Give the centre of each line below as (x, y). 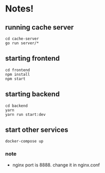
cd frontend (17, 70)
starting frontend (32, 58)
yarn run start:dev (25, 114)
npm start (15, 79)
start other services (37, 130)
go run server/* (22, 43)
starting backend (32, 94)
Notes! (19, 9)
